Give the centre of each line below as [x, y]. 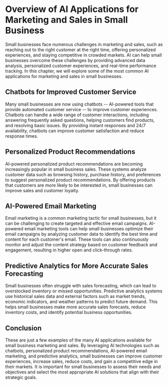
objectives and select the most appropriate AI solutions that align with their [82, 372]
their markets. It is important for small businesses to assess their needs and [83, 367]
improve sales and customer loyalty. [42, 190]
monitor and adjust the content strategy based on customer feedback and [81, 245]
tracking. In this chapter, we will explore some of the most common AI [77, 71]
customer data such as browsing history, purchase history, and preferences [83, 174]
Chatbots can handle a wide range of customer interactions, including [77, 115]
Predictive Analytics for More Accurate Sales [77, 266]
